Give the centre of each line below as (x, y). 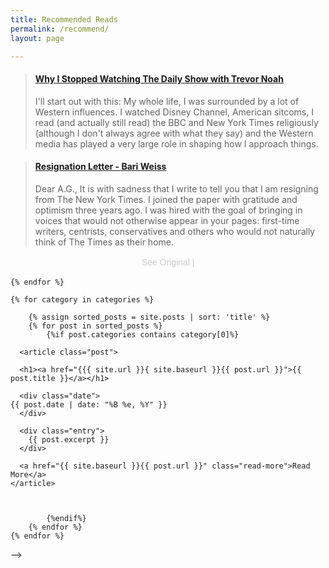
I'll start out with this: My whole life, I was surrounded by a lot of (167, 101)
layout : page (37, 38)
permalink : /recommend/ (60, 29)
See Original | (168, 262)
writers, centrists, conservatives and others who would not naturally (175, 231)
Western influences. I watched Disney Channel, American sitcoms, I (174, 112)
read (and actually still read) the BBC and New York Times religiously (176, 122)
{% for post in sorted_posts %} (95, 326)
